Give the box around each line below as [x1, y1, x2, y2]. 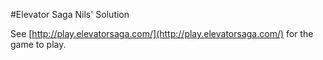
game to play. [10, 39, 67, 50]
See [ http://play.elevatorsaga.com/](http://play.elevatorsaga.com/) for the [10, 28, 314, 39]
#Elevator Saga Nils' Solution [10, 9, 130, 20]
